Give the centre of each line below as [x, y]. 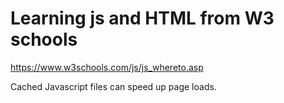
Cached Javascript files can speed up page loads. [113, 86]
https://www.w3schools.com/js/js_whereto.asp [107, 67]
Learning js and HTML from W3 [142, 18]
